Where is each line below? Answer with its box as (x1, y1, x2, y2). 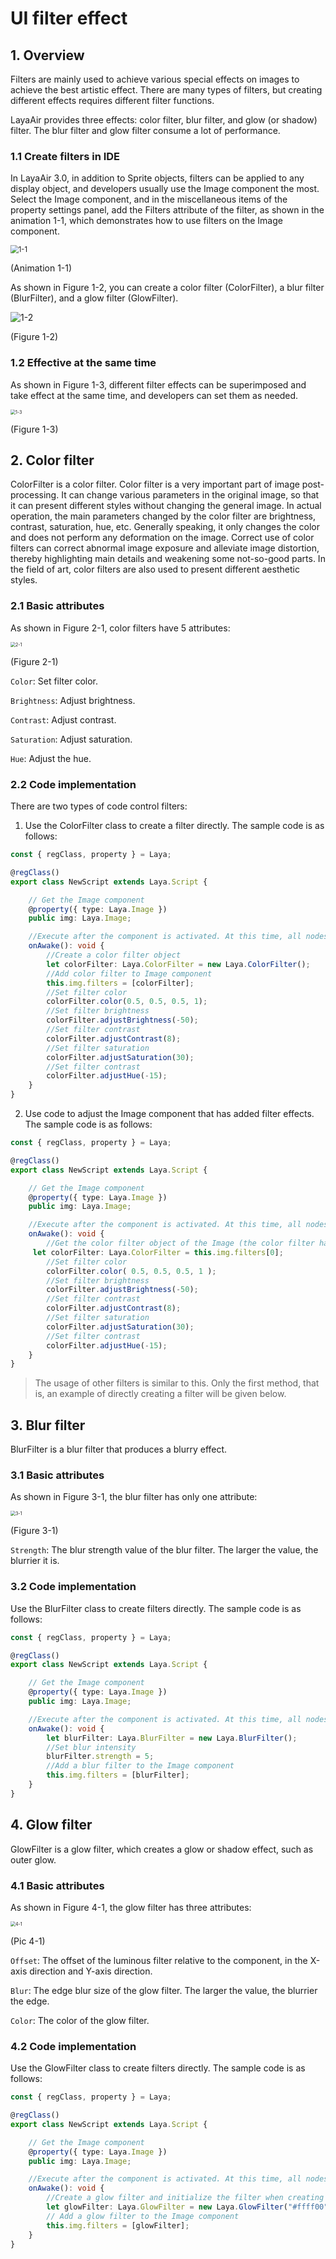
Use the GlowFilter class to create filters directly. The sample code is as (10, 2062, 306, 2074)
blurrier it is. (10, 1555, 60, 1567)
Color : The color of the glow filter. (10, 2014, 150, 2026)
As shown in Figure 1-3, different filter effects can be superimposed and (10, 378, 307, 391)
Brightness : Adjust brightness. (10, 694, 136, 706)
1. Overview (10, 47, 85, 64)
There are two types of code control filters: (10, 800, 188, 812)
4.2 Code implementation (10, 2039, 137, 2053)
